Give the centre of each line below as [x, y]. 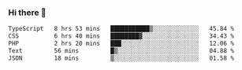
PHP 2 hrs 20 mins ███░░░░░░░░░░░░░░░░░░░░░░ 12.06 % [121, 44]
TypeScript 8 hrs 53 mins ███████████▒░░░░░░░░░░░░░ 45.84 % [121, 29]
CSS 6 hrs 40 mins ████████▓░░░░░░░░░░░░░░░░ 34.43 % [121, 36]
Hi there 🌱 [28, 13]
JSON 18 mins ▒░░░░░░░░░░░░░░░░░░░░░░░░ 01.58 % [121, 58]
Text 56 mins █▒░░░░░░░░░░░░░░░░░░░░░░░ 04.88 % [121, 50]
